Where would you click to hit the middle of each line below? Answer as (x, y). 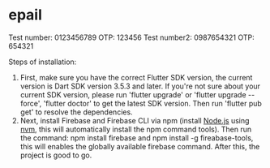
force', (31, 103)
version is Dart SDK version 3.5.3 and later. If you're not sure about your (140, 86)
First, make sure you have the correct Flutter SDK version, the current (136, 77)
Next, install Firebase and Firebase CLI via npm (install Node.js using (135, 120)
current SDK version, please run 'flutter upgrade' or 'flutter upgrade (133, 94)
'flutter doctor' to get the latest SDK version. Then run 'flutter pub (152, 103)
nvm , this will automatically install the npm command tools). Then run (136, 129)
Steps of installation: (43, 62)
